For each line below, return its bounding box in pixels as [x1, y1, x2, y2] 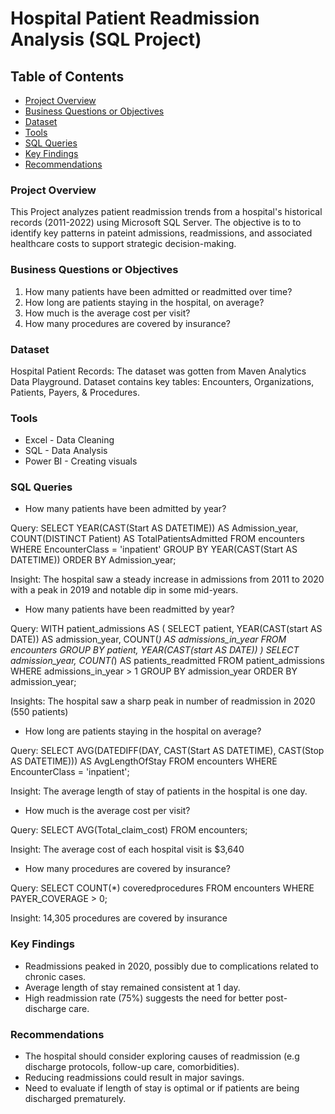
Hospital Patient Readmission [10, 7, 260, 30]
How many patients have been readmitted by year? [24, 603, 235, 616]
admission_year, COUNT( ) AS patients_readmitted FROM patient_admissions [10, 655, 325, 667]
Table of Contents [10, 68, 125, 85]
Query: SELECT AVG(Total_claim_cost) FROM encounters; [10, 824, 248, 836]
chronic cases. [24, 970, 87, 982]
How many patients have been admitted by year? [24, 503, 227, 515]
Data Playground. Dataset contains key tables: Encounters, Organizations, [10, 375, 315, 387]
